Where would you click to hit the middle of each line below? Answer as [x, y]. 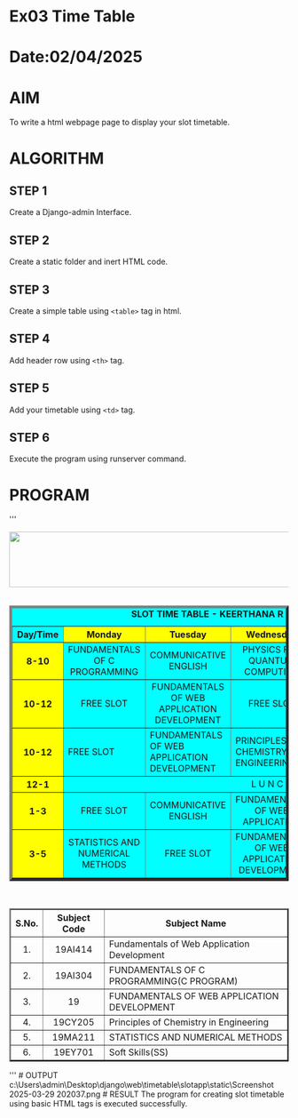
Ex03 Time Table [72, 16]
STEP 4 [30, 339]
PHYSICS [262, 650]
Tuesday [188, 635]
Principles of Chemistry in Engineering [189, 1022]
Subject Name [196, 923]
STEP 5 [30, 388]
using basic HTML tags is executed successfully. [98, 1104]
